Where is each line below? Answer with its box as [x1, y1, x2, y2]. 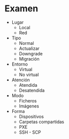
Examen [4, 3, 39, 14]
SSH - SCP [19, 129, 41, 135]
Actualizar [19, 45, 40, 51]
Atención [11, 77, 30, 83]
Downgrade [19, 50, 43, 57]
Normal [19, 40, 34, 46]
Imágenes [19, 103, 40, 109]
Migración [19, 56, 40, 62]
